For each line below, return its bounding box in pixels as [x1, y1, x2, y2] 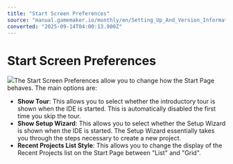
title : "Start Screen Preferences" [7, 10, 110, 17]
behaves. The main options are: [7, 84, 97, 92]
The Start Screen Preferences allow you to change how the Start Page [14, 77, 215, 85]
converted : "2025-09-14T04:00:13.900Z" [7, 23, 123, 30]
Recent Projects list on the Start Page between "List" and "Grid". [17, 149, 201, 157]
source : [7, 17, 30, 24]
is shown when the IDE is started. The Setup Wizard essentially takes [17, 127, 215, 135]
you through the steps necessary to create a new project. [17, 134, 182, 143]
